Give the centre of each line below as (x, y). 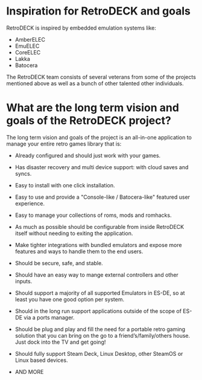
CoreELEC (28, 52)
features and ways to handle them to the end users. (79, 251)
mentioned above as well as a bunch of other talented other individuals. (95, 83)
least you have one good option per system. (70, 299)
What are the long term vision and (93, 108)
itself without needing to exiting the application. (74, 233)
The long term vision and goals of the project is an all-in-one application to (99, 137)
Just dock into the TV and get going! (60, 342)
